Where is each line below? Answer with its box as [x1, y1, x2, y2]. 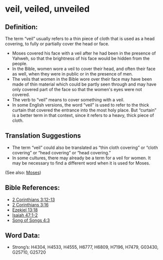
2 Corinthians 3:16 [12, 202, 49, 207]
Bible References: [5, 184, 60, 192]
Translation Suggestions [5, 131, 81, 140]
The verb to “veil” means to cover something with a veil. [12, 97, 125, 103]
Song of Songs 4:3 [12, 217, 50, 223]
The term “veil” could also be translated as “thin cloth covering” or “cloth [12, 145, 158, 150]
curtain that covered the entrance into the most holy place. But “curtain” [12, 107, 157, 113]
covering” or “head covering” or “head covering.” [12, 149, 111, 155]
